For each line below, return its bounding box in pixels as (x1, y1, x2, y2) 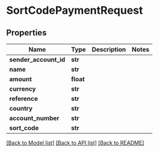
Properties (6, 28, 47, 38)
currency (9, 85, 36, 93)
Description (92, 46, 126, 53)
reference (9, 94, 38, 103)
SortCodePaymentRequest (6, 4, 143, 17)
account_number (9, 114, 60, 122)
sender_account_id (9, 55, 66, 64)
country (9, 105, 33, 112)
